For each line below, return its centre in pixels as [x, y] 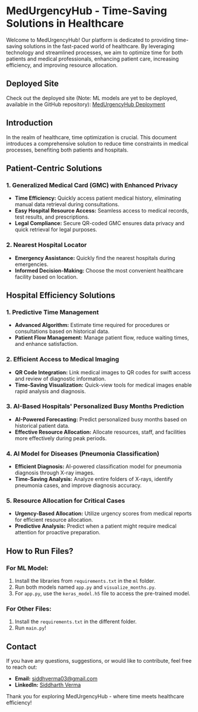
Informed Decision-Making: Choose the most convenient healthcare [99, 270]
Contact [21, 647]
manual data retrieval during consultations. [67, 204]
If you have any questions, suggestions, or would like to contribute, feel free [99, 661]
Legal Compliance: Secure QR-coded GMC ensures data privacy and [100, 223]
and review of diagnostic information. [60, 379]
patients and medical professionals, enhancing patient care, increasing [92, 59]
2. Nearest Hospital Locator [47, 245]
